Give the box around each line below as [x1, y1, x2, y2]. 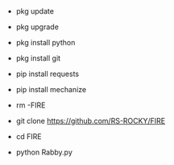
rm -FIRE [15, 100, 46, 110]
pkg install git [15, 53, 61, 63]
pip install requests [15, 69, 79, 79]
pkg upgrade [15, 22, 59, 32]
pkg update [15, 6, 55, 16]
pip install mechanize [15, 85, 87, 95]
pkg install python [15, 38, 76, 48]
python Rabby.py [15, 147, 72, 157]
